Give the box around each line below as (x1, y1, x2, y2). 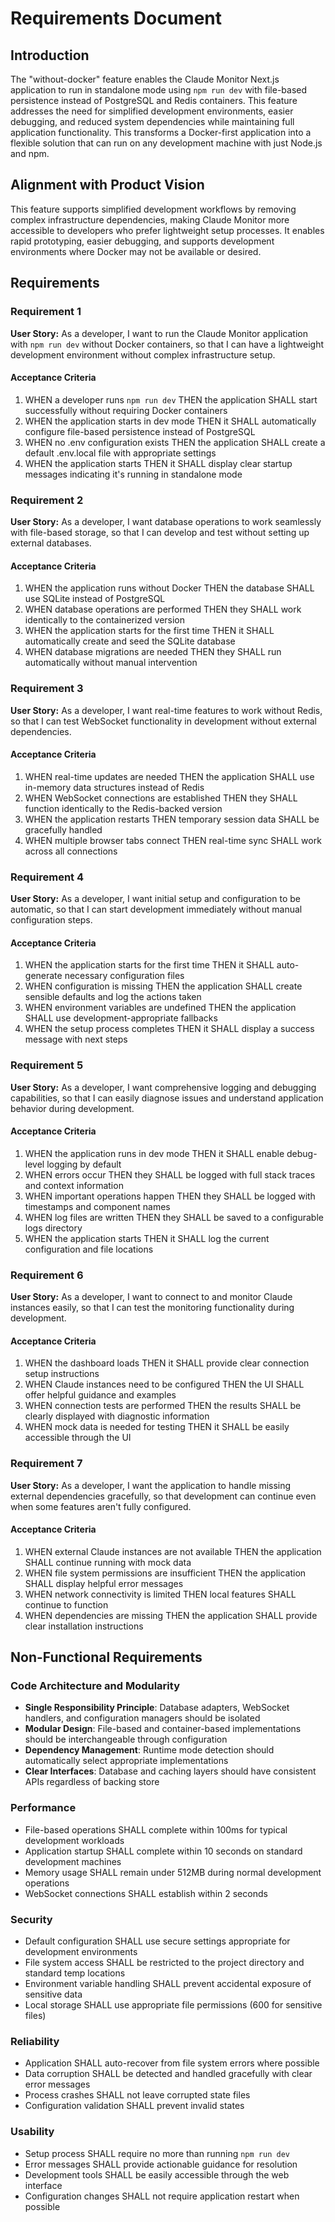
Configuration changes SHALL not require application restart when (24, 2190, 300, 2202)
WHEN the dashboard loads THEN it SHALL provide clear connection (24, 1357, 310, 1369)
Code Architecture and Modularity (10, 1679, 180, 1693)
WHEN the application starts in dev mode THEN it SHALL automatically (24, 415, 317, 427)
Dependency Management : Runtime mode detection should (24, 1744, 275, 1756)
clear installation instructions (24, 1620, 144, 1632)
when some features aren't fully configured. (10, 1500, 192, 1512)
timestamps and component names (24, 1200, 171, 1212)
